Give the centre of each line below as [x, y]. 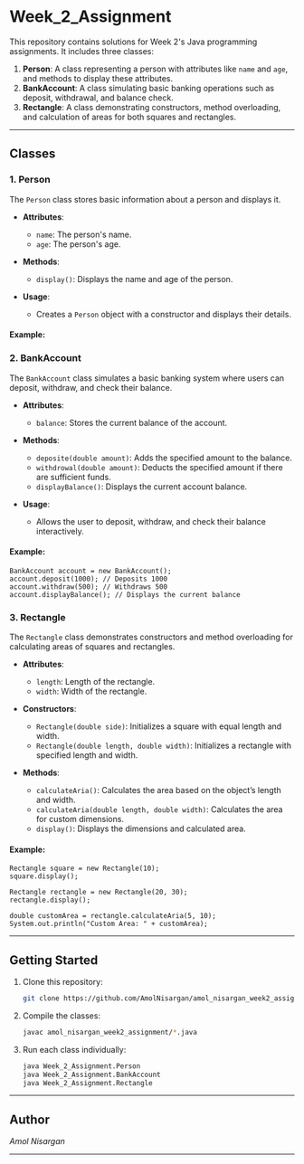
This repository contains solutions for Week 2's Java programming [133, 42]
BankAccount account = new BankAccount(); [90, 571]
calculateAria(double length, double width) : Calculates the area [159, 809]
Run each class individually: [74, 1049]
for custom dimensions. [80, 819]
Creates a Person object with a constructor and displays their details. [164, 314]
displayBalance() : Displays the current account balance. [142, 487]
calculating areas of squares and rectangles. [92, 647]
